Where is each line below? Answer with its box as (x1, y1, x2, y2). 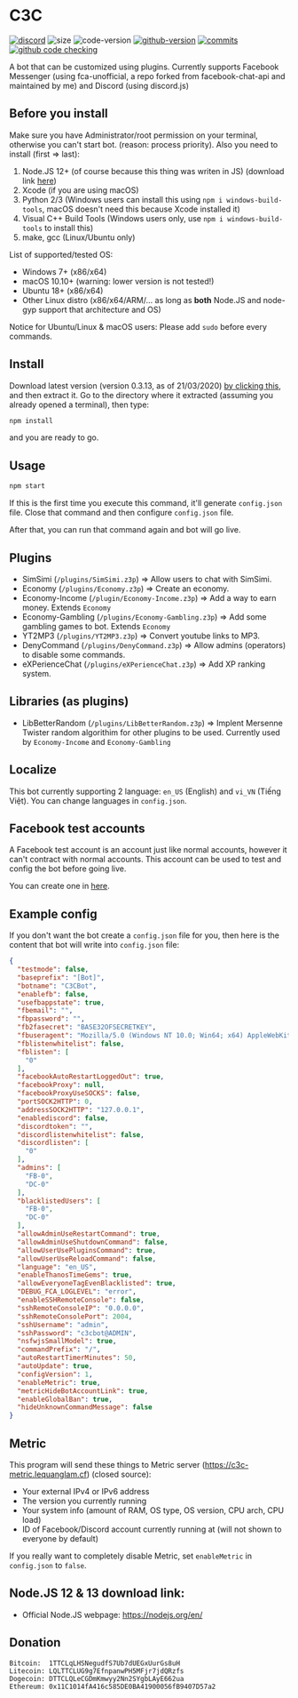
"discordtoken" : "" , (17, 1122, 93, 1131)
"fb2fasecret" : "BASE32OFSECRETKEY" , (17, 1023, 157, 1032)
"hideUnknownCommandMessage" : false (17, 1403, 153, 1412)
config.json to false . (9, 1560, 87, 1570)
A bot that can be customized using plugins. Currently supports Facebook (9, 61, 279, 72)
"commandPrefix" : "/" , (17, 1345, 101, 1354)
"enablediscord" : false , (17, 1113, 109, 1123)
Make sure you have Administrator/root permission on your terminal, (9, 130, 259, 140)
